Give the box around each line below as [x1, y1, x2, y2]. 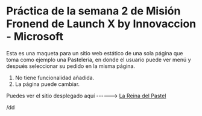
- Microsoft [6, 30, 63, 43]
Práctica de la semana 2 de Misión [6, 4, 181, 18]
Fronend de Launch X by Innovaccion [6, 17, 197, 31]
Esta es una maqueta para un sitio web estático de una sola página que [6, 49, 183, 56]
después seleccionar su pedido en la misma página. [6, 62, 136, 70]
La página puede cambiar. [14, 80, 80, 88]
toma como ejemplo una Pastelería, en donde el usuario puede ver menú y [6, 56, 191, 63]
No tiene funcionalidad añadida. [14, 74, 95, 81]
